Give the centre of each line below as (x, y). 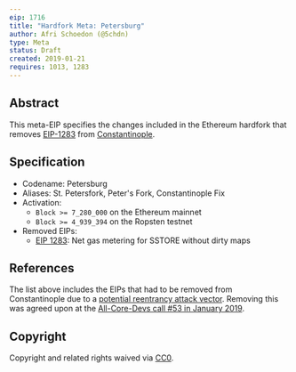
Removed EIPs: (49, 230)
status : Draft (36, 51)
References (42, 268)
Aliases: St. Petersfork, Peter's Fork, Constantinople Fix (123, 193)
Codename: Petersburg (65, 183)
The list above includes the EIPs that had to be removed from (121, 289)
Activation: (42, 202)
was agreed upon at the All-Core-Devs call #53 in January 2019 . (127, 309)
